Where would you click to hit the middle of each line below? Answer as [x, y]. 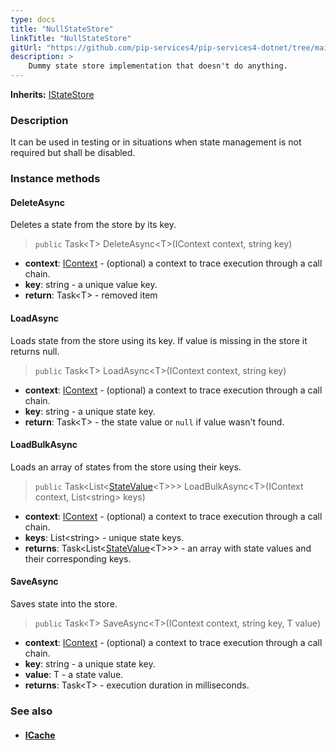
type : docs [33, 19]
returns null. [35, 351]
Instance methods [55, 179]
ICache [40, 735]
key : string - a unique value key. [91, 285]
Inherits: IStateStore [52, 94]
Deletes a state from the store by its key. [93, 225]
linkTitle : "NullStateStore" [71, 38]
